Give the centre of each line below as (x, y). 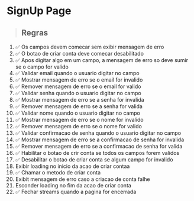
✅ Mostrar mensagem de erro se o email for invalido (79, 80)
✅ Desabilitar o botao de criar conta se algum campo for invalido (94, 160)
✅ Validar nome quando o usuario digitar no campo (78, 113)
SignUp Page (39, 11)
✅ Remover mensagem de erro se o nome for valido (79, 126)
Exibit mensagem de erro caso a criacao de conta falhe (83, 179)
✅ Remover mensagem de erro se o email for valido (78, 86)
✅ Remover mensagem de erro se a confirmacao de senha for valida (99, 146)
